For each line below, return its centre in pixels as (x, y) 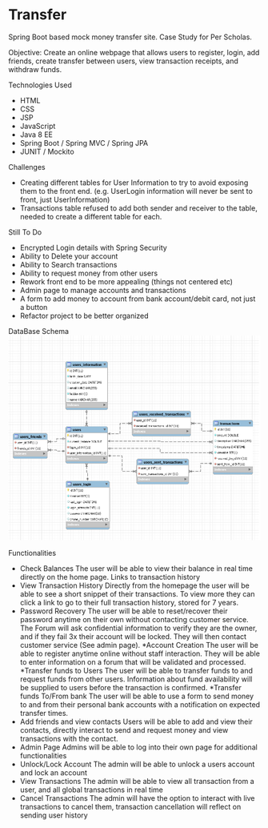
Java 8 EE (36, 135)
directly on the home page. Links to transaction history (110, 577)
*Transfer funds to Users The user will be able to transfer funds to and (136, 670)
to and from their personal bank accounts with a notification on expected (140, 704)
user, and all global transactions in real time (92, 790)
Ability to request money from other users (89, 273)
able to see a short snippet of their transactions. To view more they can (137, 593)
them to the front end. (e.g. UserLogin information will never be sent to (136, 191)
